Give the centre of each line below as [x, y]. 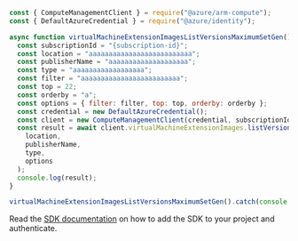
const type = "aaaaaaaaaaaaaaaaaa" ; [85, 70]
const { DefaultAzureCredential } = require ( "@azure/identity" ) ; [132, 21]
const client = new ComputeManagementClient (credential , [125, 120]
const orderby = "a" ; [57, 95]
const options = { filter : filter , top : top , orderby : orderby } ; [142, 103]
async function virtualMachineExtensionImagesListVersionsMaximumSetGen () [150, 37]
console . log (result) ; [57, 178]
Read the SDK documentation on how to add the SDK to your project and [142, 219]
